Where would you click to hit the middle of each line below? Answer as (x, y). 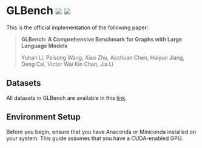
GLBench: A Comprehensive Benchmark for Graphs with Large (102, 39)
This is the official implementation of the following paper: (77, 27)
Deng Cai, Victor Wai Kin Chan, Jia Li (67, 64)
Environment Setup (43, 117)
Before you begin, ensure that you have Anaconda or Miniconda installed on (101, 132)
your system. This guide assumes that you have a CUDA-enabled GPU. (95, 138)
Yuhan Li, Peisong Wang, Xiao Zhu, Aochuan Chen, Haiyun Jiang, (103, 57)
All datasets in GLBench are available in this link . (67, 97)
